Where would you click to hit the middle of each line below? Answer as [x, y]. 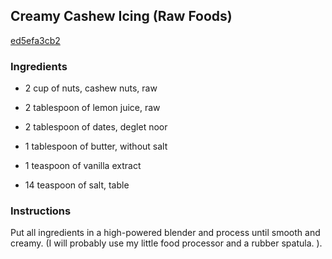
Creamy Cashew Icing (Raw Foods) [121, 16]
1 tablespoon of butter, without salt [96, 146]
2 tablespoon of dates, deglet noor [96, 127]
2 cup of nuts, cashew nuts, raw [91, 88]
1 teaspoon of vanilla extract [83, 166]
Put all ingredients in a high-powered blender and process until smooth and [165, 233]
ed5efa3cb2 [35, 40]
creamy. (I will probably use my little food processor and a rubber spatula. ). [166, 243]
